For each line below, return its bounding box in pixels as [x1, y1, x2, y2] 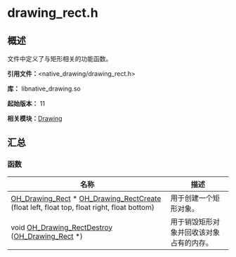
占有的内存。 [170, 237, 213, 247]
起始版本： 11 [7, 100, 46, 107]
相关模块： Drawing [7, 114, 63, 122]
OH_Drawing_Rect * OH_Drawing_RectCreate [11, 193, 162, 203]
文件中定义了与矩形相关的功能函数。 [7, 55, 112, 62]
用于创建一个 [170, 193, 213, 203]
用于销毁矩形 [170, 216, 213, 226]
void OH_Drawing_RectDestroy [11, 223, 113, 232]
